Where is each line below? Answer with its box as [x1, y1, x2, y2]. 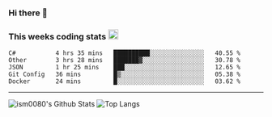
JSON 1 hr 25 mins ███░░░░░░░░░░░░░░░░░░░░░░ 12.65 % [8, 64, 241, 72]
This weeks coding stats [8, 31, 107, 42]
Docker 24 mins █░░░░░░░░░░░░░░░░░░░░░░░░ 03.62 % [8, 77, 241, 86]
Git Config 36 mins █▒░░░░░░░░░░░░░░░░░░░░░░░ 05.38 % [8, 70, 241, 79]
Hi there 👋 [8, 7, 49, 19]
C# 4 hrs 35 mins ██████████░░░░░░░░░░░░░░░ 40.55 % [8, 49, 241, 57]
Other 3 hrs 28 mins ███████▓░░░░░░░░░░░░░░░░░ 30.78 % [8, 56, 241, 65]
